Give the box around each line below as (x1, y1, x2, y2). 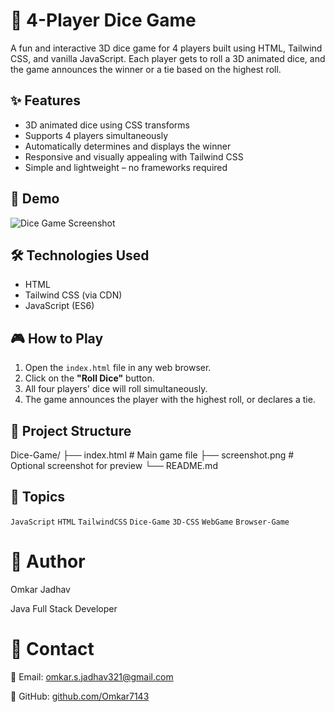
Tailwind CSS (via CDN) (24, 289, 123, 301)
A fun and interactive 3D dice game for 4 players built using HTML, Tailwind (10, 42, 323, 54)
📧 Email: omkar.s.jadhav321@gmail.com (10, 670, 174, 683)
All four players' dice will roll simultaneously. (24, 383, 208, 395)
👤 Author (10, 550, 86, 573)
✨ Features (10, 92, 81, 109)
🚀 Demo (10, 190, 60, 208)
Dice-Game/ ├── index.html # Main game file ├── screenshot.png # (10, 449, 295, 461)
